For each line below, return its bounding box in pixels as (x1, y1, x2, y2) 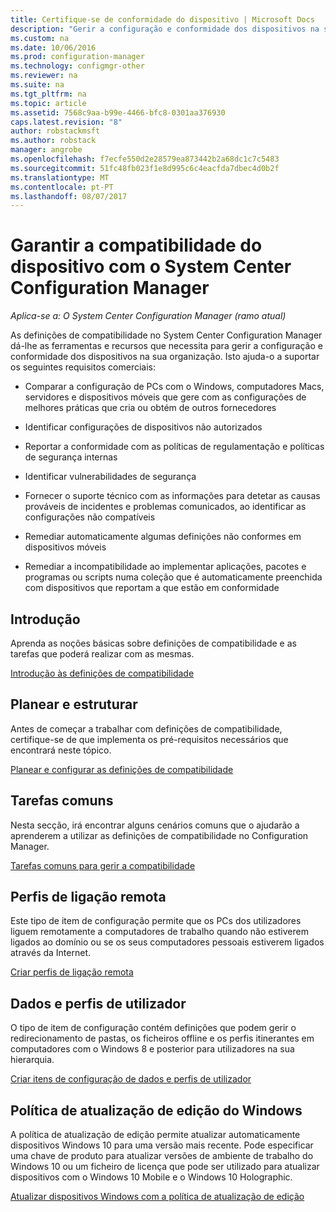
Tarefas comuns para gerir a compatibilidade (10, 859, 196, 871)
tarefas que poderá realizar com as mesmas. (10, 648, 195, 660)
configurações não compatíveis (24, 511, 156, 523)
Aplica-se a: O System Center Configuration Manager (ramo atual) (10, 310, 287, 322)
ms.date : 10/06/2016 (10, 42, 97, 53)
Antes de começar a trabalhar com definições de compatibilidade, (10, 722, 283, 735)
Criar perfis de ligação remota (10, 966, 134, 978)
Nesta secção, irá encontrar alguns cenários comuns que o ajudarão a (10, 819, 300, 831)
